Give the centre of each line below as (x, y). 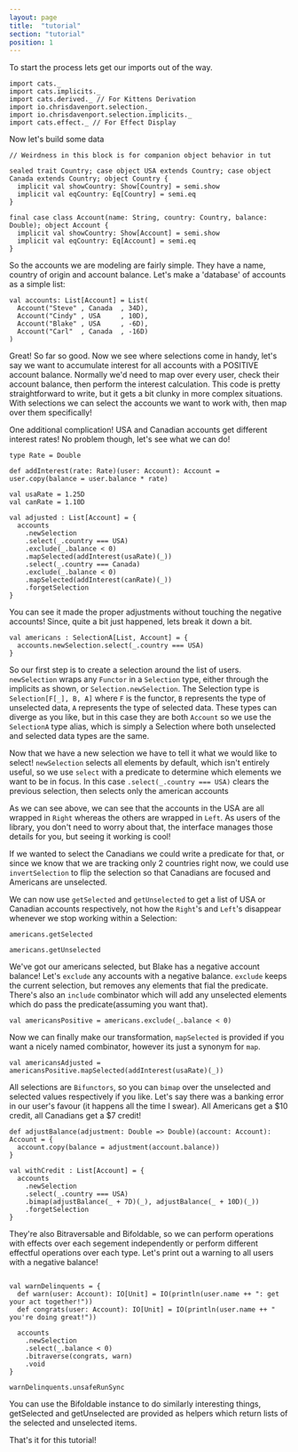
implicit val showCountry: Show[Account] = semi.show (118, 233)
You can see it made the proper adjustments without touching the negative (145, 612)
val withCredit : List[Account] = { (77, 1171)
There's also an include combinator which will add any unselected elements (148, 995)
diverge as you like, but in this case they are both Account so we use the (141, 718)
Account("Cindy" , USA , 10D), (83, 317)
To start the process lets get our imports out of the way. (111, 68)
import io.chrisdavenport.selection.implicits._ (101, 115)
